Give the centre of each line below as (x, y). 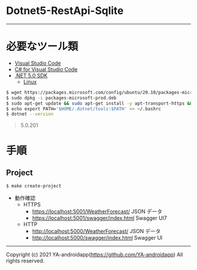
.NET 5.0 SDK (31, 75)
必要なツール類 (42, 46)
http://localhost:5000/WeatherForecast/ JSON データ (96, 231)
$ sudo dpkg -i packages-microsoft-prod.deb (61, 98)
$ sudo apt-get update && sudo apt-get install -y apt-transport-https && (99, 103)
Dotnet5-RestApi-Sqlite (65, 11)
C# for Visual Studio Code (46, 69)
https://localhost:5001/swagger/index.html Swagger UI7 (99, 218)
